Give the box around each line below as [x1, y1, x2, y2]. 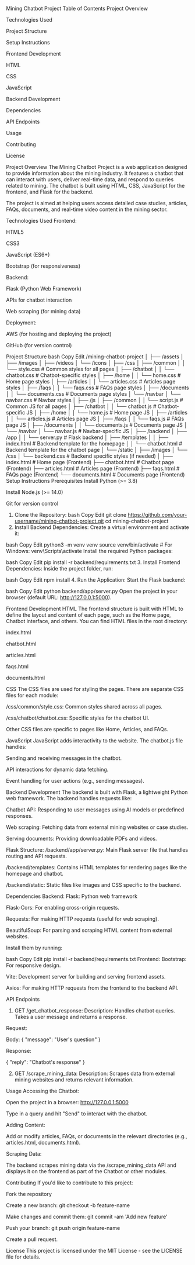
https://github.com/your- [127, 511, 187, 518]
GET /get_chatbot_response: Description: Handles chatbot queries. [14, 1007, 176, 1014]
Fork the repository [6, 1191, 52, 1197]
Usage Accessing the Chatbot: [6, 1087, 80, 1094]
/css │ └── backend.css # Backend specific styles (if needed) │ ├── [6, 452, 173, 459]
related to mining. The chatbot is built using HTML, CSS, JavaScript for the [6, 182, 185, 189]
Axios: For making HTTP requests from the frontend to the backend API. [6, 984, 179, 991]
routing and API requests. [6, 853, 67, 859]
